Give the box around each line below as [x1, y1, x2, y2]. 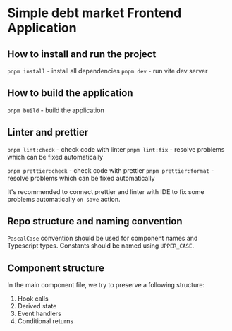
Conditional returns [17, 317, 74, 325]
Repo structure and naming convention [7, 215, 183, 227]
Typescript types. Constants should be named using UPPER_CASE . [7, 241, 195, 250]
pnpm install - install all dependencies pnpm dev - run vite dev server [7, 67, 208, 75]
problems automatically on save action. [7, 195, 121, 203]
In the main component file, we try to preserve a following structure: [7, 281, 205, 289]
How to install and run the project [7, 48, 157, 60]
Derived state [17, 302, 57, 311]
